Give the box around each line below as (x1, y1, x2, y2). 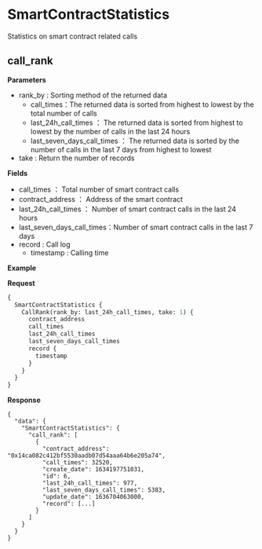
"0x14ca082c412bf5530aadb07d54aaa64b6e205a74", (7, 452, 166, 460)
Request (7, 278, 36, 287)
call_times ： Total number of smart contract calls (18, 185, 180, 194)
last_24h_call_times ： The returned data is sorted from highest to (30, 118, 244, 127)
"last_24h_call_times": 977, (42, 479, 138, 488)
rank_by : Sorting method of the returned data (18, 90, 168, 100)
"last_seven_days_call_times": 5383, (42, 486, 166, 494)
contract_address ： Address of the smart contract (18, 194, 184, 203)
